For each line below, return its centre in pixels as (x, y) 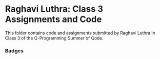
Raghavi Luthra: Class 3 (54, 9)
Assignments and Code (53, 19)
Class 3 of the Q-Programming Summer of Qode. (54, 38)
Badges (14, 51)
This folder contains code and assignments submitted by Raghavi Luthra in (80, 33)
